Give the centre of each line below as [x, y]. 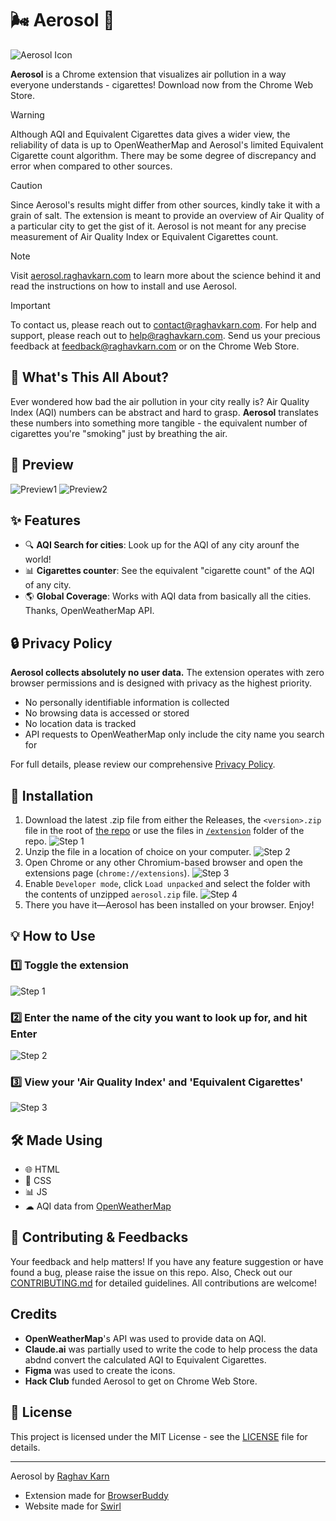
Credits [34, 1314]
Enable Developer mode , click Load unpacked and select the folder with [167, 883]
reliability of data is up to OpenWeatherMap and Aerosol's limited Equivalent [167, 144]
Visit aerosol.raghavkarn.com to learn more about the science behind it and [166, 275]
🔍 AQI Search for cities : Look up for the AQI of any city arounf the [162, 545]
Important [30, 305]
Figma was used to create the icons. [100, 1370]
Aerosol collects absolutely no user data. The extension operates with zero [167, 673]
